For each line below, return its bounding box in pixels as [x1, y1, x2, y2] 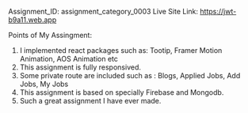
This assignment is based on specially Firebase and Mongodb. [19, 88, 224, 97]
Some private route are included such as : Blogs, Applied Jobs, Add [19, 71, 241, 80]
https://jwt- [200, 7, 237, 16]
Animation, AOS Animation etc [19, 55, 119, 63]
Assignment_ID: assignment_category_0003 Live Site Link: [8, 7, 199, 16]
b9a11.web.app [8, 15, 57, 24]
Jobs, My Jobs [19, 79, 69, 89]
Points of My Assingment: [8, 31, 93, 40]
